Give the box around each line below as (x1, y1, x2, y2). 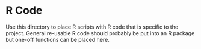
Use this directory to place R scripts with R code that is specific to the (5, 23, 179, 30)
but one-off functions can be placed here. (5, 36, 110, 43)
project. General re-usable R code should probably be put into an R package (5, 29, 195, 36)
